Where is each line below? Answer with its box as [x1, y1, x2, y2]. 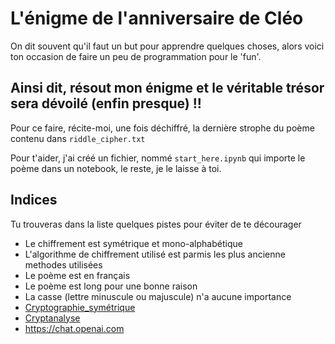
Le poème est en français [24, 269, 131, 281]
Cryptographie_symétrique [24, 301, 136, 313]
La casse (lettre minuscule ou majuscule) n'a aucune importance [24, 290, 292, 302]
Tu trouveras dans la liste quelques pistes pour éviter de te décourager [10, 218, 302, 230]
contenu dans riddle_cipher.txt [10, 132, 146, 144]
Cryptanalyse [24, 312, 81, 324]
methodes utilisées [24, 258, 103, 271]
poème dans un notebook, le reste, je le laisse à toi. [10, 162, 222, 174]
